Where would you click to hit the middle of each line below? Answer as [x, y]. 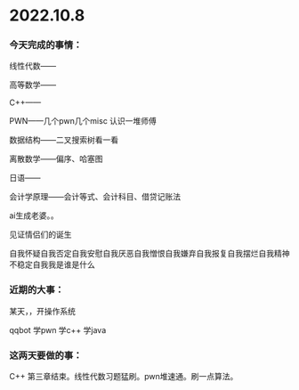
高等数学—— [32, 85]
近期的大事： [37, 290]
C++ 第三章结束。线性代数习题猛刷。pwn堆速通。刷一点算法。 [124, 377]
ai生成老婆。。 [34, 215]
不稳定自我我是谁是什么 [52, 264]
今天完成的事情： [46, 45]
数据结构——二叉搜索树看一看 [64, 140]
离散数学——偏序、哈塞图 [56, 159]
